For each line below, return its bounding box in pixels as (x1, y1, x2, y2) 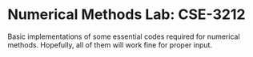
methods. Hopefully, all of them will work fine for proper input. (7, 40, 213, 49)
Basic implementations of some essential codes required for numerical (7, 32, 241, 41)
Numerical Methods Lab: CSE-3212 (7, 6, 246, 24)
